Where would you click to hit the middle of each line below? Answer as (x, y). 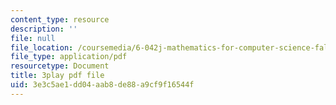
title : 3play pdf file (57, 76)
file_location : (42, 47)
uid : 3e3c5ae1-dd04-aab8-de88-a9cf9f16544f (102, 85)
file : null (33, 38)
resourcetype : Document (60, 66)
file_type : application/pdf (69, 57)
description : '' (44, 29)
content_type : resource (60, 19)
